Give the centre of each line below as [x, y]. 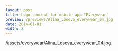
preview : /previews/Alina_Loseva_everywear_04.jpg [59, 19]
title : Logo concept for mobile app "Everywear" [57, 15]
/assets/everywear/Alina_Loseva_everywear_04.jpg [58, 43]
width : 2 [14, 29]
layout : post [19, 10]
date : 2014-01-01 [23, 24]
